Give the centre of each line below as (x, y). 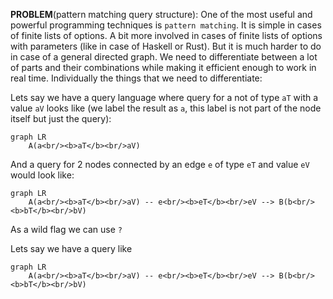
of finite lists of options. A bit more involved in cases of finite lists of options (166, 35)
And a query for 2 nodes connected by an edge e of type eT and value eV (160, 164)
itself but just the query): (61, 118)
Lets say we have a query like (71, 248)
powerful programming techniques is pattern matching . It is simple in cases (166, 25)
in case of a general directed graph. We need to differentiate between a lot (164, 57)
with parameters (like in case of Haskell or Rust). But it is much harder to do (166, 46)
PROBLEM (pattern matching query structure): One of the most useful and (161, 14)
